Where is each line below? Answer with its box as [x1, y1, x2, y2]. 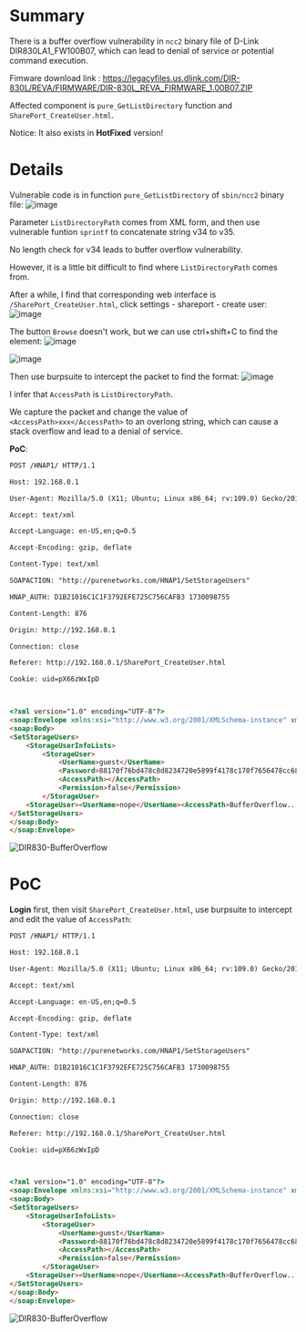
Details [9, 159, 64, 180]
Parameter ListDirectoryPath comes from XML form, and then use [9, 216, 260, 228]
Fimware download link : [9, 72, 101, 83]
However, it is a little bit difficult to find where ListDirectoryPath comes [9, 261, 278, 272]
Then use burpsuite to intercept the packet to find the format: [9, 371, 240, 382]
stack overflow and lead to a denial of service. [9, 425, 183, 436]
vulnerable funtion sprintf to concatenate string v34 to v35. [9, 226, 236, 237]
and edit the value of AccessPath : [9, 914, 132, 925]
